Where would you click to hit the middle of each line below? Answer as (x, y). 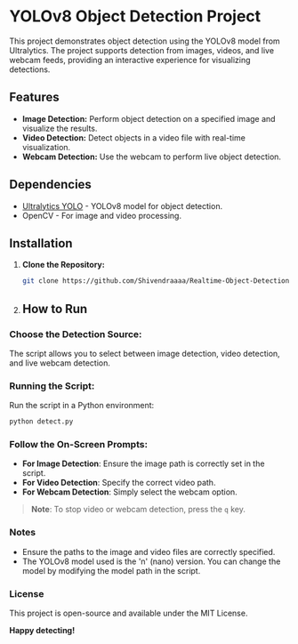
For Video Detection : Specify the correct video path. (119, 483)
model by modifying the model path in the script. (111, 570)
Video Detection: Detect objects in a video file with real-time (134, 137)
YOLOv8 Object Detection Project (135, 16)
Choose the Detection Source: (76, 334)
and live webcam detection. (60, 363)
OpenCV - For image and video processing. (102, 215)
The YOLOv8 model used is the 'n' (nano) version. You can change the (151, 561)
